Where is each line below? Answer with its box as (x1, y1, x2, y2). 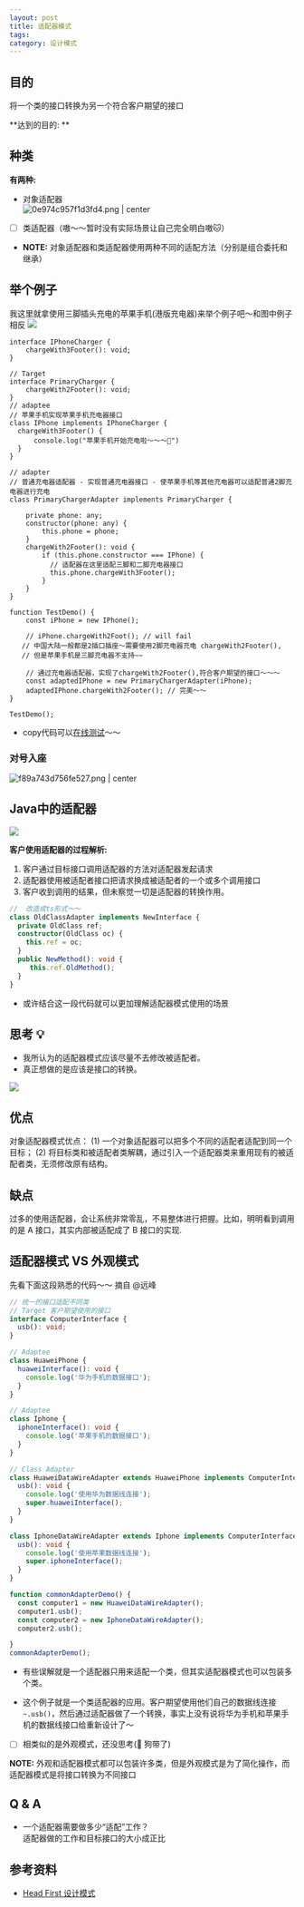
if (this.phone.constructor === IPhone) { (42, 550, 204, 559)
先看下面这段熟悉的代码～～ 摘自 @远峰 (9, 1279, 157, 1290)
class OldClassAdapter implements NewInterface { (9, 912, 201, 921)
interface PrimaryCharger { (9, 377, 116, 386)
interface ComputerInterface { (9, 1314, 128, 1324)
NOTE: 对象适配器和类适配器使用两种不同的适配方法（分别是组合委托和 (22, 241, 288, 252)
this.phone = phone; (42, 527, 119, 536)
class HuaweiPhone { (9, 1357, 88, 1366)
